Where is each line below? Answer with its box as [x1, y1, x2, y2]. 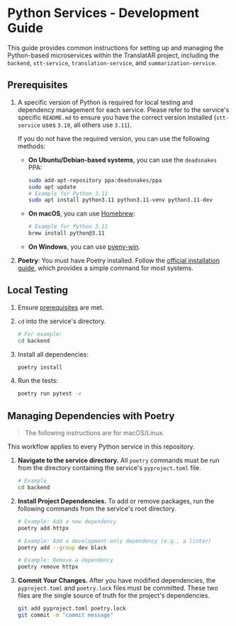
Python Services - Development [7, 5, 200, 21]
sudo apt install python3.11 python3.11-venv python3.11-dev [28, 196, 213, 203]
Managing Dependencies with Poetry [7, 410, 175, 422]
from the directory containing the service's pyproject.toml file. [17, 464, 201, 472]
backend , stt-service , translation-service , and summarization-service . [7, 58, 217, 67]
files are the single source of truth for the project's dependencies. [17, 591, 210, 600]
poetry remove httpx [17, 564, 79, 571]
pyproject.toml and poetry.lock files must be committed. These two [17, 583, 218, 593]
